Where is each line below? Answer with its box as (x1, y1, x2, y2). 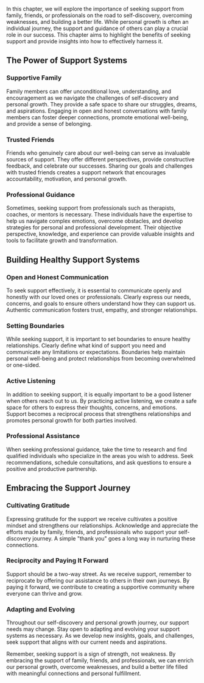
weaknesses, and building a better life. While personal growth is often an (6, 18, 189, 25)
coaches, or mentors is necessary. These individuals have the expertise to (6, 211, 193, 218)
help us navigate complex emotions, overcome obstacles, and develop (6, 217, 183, 225)
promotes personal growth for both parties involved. (6, 416, 137, 424)
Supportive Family (6, 73, 62, 82)
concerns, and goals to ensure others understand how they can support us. (6, 300, 196, 307)
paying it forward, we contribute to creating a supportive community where (6, 583, 195, 591)
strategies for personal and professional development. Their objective (6, 224, 181, 231)
